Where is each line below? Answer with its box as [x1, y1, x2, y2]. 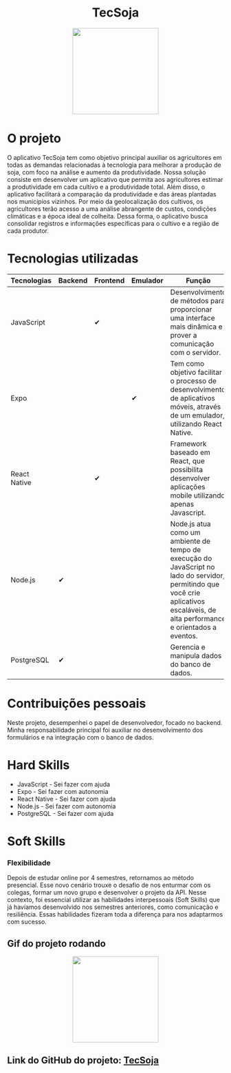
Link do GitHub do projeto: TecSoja [7, 1054, 159, 1066]
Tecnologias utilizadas [7, 251, 139, 267]
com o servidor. [170, 347, 221, 357]
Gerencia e [170, 642, 206, 652]
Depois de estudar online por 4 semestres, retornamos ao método [7, 874, 195, 882]
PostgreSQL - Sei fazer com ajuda [16, 809, 114, 817]
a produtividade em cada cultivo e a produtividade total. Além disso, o [7, 183, 206, 191]
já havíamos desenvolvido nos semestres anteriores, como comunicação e [7, 903, 219, 911]
